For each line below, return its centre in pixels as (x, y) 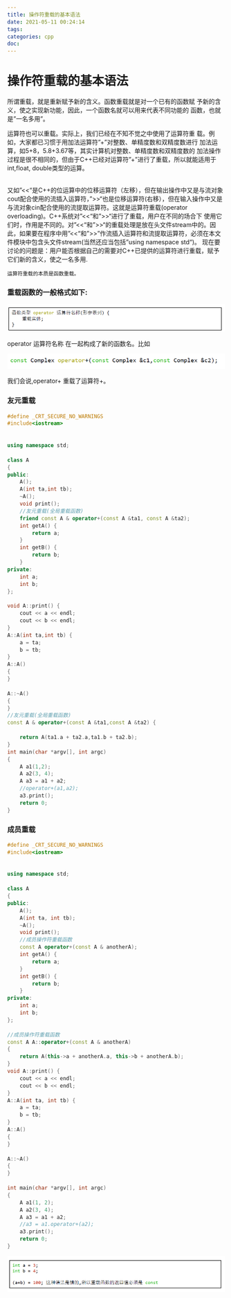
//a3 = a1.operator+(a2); (57, 1225)
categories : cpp (30, 37)
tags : (15, 29)
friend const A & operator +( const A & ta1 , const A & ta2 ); (105, 518)
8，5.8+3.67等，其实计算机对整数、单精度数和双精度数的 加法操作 (127, 151)
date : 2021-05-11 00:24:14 (46, 22)
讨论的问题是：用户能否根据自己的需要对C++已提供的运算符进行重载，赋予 (113, 251)
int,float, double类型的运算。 (48, 168)
